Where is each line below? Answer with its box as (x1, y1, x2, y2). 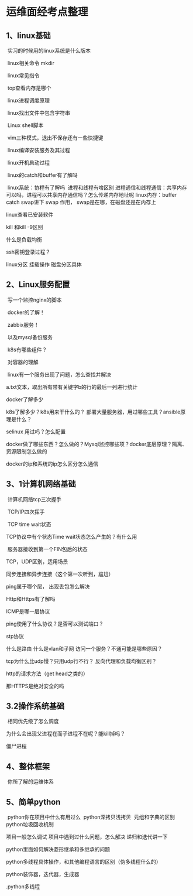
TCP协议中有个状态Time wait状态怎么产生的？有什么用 (6, 533, 137, 540)
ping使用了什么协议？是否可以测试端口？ (6, 620, 104, 627)
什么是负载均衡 (6, 236, 42, 243)
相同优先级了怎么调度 (7, 718, 59, 725)
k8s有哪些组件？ (7, 346, 47, 353)
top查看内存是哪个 (7, 84, 51, 91)
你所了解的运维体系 (7, 778, 54, 785)
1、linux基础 (6, 30, 51, 40)
